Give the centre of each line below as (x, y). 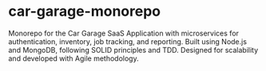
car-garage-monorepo (85, 11)
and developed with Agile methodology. (73, 58)
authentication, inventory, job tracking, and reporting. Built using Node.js (128, 41)
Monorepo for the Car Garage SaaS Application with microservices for (124, 33)
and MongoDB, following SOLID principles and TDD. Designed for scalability (133, 50)
